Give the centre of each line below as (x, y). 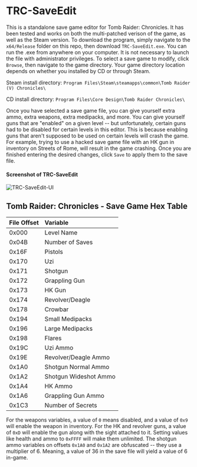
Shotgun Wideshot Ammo (80, 376)
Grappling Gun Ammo (75, 396)
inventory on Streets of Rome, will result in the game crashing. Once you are (99, 148)
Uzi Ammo (59, 348)
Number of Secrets (71, 405)
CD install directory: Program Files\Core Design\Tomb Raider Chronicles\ (96, 99)
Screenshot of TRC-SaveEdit (42, 174)
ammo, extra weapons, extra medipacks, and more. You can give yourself (96, 117)
